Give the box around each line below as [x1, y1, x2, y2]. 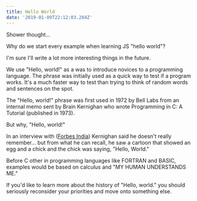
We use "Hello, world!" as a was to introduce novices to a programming [6, 65, 183, 73]
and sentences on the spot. [6, 85, 74, 92]
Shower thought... [6, 31, 51, 38]
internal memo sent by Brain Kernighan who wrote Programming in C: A [6, 103, 183, 110]
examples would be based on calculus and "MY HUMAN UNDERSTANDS [6, 163, 186, 170]
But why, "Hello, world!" [6, 121, 65, 128]
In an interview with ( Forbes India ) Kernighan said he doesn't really [6, 133, 172, 140]
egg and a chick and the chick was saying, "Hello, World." [6, 145, 150, 152]
